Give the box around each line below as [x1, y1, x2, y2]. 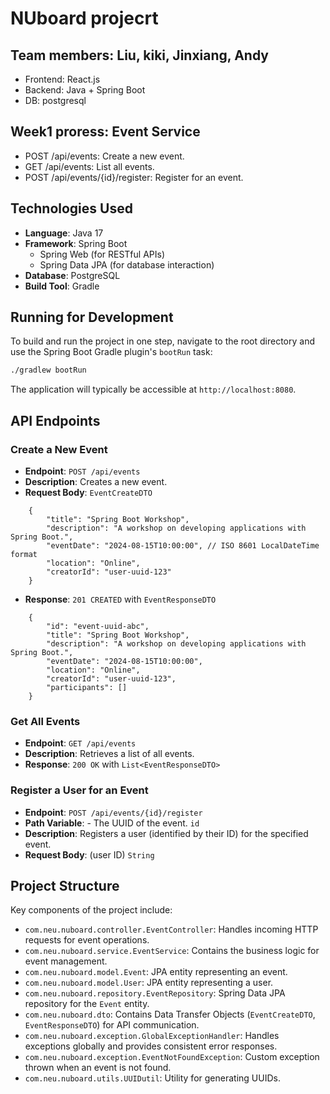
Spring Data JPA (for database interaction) [39, 258, 215, 271]
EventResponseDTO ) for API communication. [24, 1019, 200, 1031]
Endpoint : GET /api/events [24, 737, 137, 749]
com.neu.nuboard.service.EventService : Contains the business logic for [24, 945, 320, 957]
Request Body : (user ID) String [24, 848, 155, 861]
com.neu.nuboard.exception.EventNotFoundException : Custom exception [24, 1051, 320, 1063]
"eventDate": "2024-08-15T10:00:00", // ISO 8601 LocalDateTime [46, 541, 320, 551]
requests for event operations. [24, 934, 150, 946]
